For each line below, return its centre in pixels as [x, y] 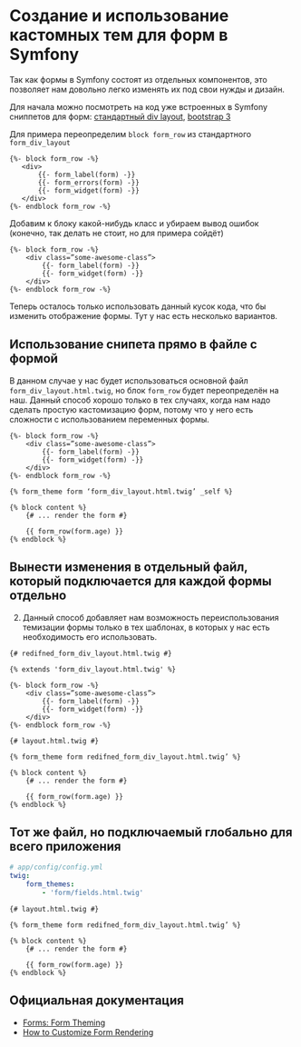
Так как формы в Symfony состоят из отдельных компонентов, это [138, 79]
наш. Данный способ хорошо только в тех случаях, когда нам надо [140, 400]
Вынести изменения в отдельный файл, [129, 568]
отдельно [38, 596]
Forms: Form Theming [64, 1022]
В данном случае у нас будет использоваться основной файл [129, 380]
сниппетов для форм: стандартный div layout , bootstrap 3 [120, 116]
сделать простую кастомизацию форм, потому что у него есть [131, 409]
